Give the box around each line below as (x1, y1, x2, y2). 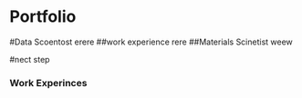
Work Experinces (9, 76, 88, 89)
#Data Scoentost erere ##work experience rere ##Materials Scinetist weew (9, 36, 294, 47)
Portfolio (9, 6, 77, 27)
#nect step (9, 54, 50, 64)
